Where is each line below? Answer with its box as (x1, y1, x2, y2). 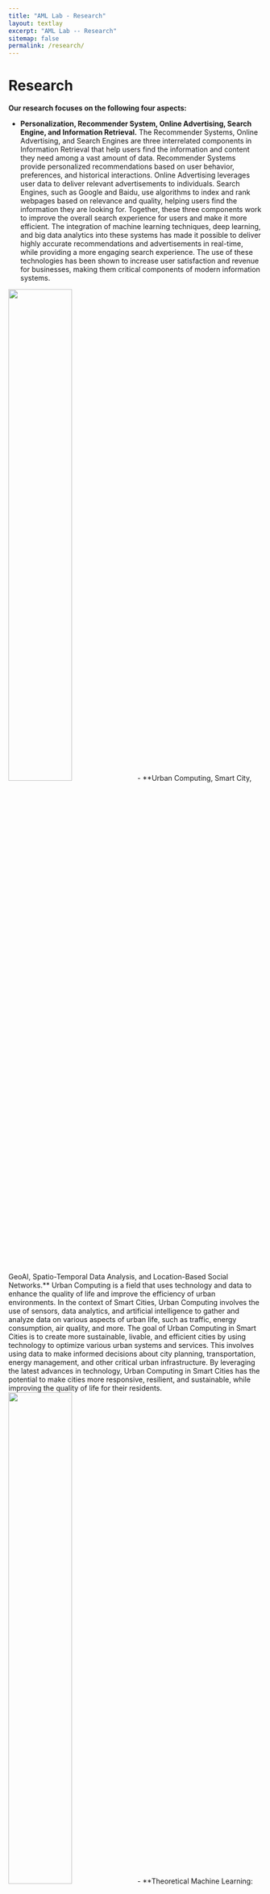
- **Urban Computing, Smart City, (136, 774, 252, 783)
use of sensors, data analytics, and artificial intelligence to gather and (8, 1306, 240, 1316)
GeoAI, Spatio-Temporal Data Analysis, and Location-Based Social (8, 1272, 228, 1282)
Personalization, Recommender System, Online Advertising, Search (19, 119, 252, 129)
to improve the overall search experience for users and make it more (19, 213, 247, 223)
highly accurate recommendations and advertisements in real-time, (19, 239, 243, 248)
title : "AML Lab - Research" (8, 11, 106, 20)
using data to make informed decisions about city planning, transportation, (8, 1349, 256, 1359)
